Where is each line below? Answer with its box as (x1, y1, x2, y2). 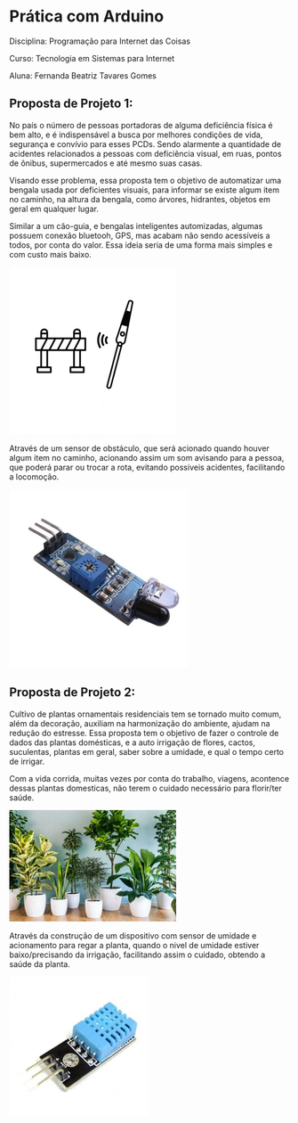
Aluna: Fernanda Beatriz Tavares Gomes (9, 70, 157, 81)
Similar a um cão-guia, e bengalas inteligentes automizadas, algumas (9, 220, 263, 231)
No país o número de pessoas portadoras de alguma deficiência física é (9, 119, 273, 130)
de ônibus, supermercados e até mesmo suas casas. (9, 158, 203, 168)
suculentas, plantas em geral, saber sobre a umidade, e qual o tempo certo (9, 746, 285, 757)
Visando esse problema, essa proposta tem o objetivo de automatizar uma (9, 175, 282, 185)
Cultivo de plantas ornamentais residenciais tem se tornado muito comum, (9, 709, 282, 719)
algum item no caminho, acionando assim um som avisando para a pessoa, (9, 452, 285, 463)
